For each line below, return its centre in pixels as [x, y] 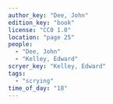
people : [21, 45]
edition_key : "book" [42, 23]
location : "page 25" [42, 37]
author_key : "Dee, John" [48, 15]
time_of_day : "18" [38, 88]
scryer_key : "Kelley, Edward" [57, 66]
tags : [17, 74]
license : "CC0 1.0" [40, 30]
